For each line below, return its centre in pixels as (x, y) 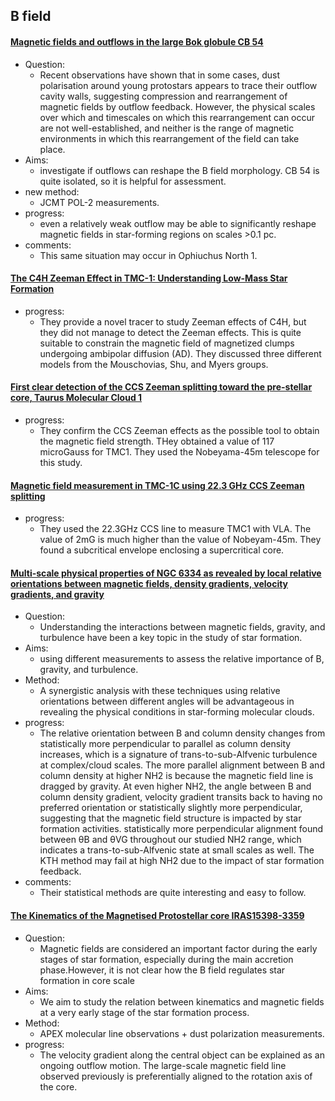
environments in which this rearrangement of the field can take (169, 138)
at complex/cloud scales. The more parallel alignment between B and (182, 765)
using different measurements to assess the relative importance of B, (182, 659)
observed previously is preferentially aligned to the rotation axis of (176, 1076)
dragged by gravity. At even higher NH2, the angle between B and (175, 786)
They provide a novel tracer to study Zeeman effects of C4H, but (173, 321)
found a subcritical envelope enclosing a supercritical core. (162, 550)
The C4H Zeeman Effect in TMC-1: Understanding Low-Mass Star (149, 278)
